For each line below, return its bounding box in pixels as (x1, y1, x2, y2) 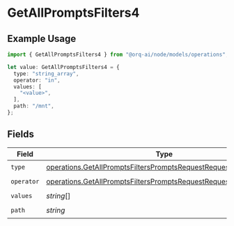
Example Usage (7, 33, 77, 45)
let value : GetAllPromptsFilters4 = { (7, 63, 120, 70)
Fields (7, 128, 35, 140)
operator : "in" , (13, 77, 61, 84)
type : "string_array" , (13, 70, 79, 77)
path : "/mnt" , (13, 103, 54, 110)
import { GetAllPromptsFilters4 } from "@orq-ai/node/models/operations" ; (7, 51, 229, 58)
